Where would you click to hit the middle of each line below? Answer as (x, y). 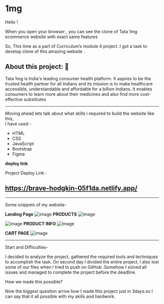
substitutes (35, 99)
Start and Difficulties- (27, 247)
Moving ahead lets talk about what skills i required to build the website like (80, 113)
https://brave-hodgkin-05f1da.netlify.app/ (71, 188)
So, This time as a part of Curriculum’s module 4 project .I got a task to (76, 46)
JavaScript (23, 143)
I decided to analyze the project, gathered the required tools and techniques (82, 257)
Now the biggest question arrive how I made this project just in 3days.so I (79, 291)
